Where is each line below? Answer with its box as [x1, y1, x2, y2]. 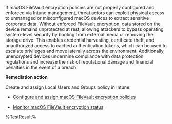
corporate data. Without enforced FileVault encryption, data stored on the [5, 20, 161, 27]
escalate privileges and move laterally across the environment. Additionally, [5, 48, 165, 54]
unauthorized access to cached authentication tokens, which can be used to [5, 43, 167, 48]
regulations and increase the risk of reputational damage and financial [5, 59, 154, 65]
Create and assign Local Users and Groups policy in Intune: [5, 84, 131, 90]
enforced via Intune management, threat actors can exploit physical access [5, 10, 165, 16]
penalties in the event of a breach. [5, 64, 78, 70]
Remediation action [5, 74, 48, 80]
